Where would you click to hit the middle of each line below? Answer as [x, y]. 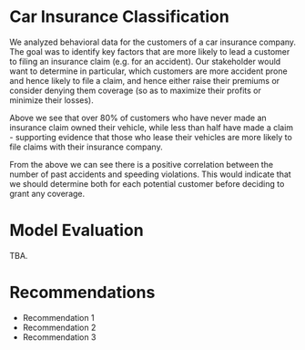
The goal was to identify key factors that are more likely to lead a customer [150, 51]
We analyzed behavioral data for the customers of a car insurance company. [153, 42]
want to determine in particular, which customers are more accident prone [149, 71]
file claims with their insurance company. [86, 147]
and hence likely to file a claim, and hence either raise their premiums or [145, 80]
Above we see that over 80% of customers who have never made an [138, 118]
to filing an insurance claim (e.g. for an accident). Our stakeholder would [145, 61]
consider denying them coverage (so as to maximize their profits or [136, 90]
